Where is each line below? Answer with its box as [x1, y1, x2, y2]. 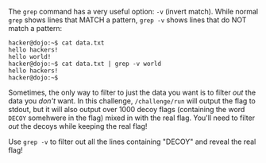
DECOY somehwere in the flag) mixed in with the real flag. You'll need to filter [8, 113, 256, 122]
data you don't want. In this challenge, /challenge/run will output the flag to [8, 96, 256, 106]
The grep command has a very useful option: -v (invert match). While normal [8, 7, 259, 16]
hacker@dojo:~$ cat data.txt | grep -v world [8, 60, 161, 68]
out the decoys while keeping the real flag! [8, 122, 148, 130]
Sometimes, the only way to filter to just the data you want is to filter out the [8, 87, 256, 97]
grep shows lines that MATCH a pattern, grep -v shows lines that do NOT [8, 15, 247, 25]
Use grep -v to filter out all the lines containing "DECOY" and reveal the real [8, 137, 256, 146]
